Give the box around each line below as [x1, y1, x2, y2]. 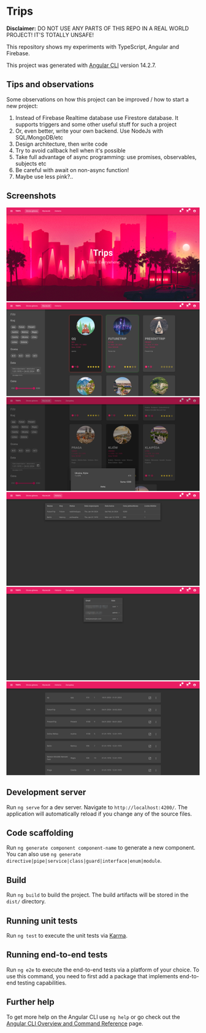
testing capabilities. [17, 979, 67, 986]
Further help [6, 997, 55, 1007]
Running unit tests [6, 916, 78, 926]
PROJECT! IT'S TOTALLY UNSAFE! [6, 31, 94, 38]
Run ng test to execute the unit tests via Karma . [6, 932, 128, 940]
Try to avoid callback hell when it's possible [15, 146, 126, 154]
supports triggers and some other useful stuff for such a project [15, 120, 177, 128]
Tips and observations [6, 79, 94, 90]
